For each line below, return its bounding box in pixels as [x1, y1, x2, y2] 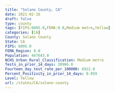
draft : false [5, 16, 32, 21]
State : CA [5, 39, 25, 44]
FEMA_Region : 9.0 [5, 48, 41, 53]
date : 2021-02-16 [5, 12, 41, 17]
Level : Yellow [5, 76, 34, 81]
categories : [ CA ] [5, 30, 41, 35]
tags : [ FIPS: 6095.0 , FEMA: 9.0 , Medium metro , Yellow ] [5, 26, 111, 31]
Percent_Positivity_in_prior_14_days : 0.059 [5, 71, 97, 76]
